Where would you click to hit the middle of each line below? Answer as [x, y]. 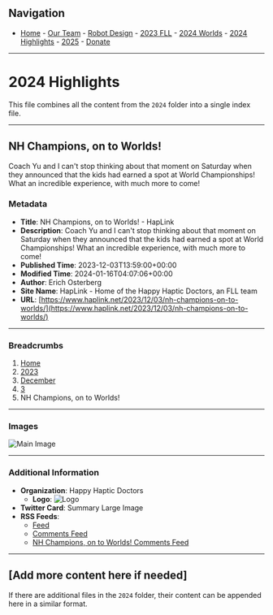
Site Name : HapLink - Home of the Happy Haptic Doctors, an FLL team [139, 291]
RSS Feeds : [39, 516]
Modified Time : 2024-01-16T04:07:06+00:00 [96, 273]
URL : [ [31, 299]
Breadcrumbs [36, 345]
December [38, 380]
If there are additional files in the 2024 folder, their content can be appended [135, 595]
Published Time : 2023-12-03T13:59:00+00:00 [98, 265]
